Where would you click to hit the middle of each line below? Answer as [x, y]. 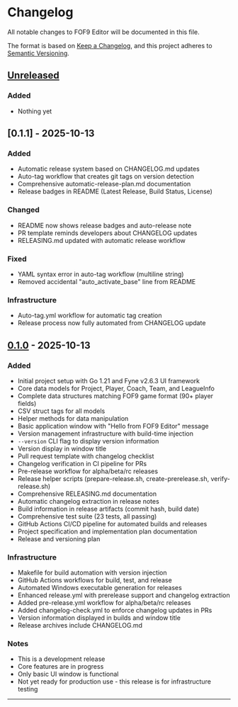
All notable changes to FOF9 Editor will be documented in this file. [103, 32]
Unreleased [34, 75]
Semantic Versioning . [38, 53]
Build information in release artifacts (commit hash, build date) [108, 509]
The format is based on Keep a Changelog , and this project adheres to [110, 45]
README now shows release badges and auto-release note [104, 225]
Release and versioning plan [59, 538]
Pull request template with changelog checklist [86, 456]
